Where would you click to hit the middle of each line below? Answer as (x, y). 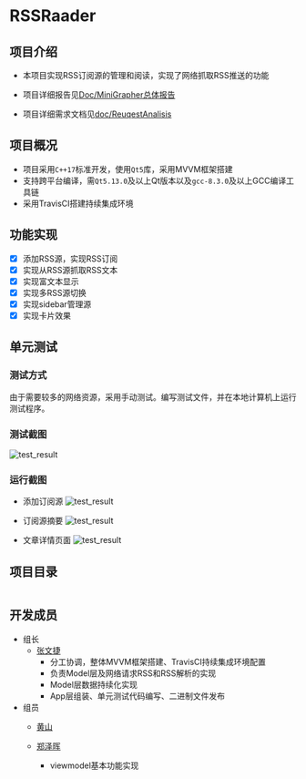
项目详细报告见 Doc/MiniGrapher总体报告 (99, 95)
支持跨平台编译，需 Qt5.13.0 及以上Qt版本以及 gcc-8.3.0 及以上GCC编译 (154, 180)
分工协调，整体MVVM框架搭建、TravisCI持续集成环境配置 (158, 661)
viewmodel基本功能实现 (94, 765)
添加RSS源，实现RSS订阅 (70, 258)
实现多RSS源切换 (54, 292)
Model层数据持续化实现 (94, 684)
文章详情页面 (46, 540)
